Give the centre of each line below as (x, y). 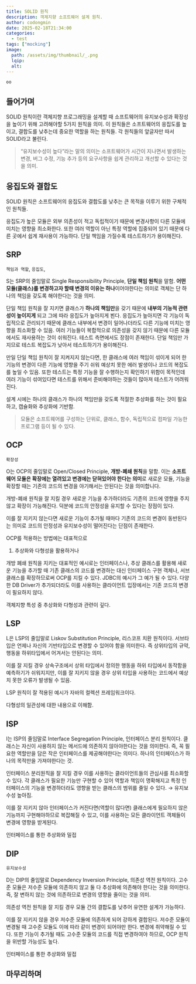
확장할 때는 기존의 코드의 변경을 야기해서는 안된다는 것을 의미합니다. (83, 486)
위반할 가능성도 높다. (36, 942)
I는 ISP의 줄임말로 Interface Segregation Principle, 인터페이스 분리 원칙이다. (94, 739)
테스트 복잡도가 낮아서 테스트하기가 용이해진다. (75, 344)
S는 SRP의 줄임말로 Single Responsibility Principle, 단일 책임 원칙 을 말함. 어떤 (96, 281)
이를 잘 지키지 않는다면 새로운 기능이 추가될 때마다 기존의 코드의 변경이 (86, 518)
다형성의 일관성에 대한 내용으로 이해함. (50, 705)
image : (14, 50)
